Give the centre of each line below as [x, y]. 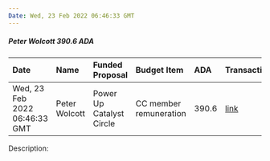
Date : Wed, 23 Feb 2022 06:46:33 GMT [72, 16]
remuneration [161, 113]
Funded [108, 65]
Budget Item [160, 70]
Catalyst [108, 113]
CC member [158, 103]
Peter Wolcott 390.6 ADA [51, 42]
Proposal [110, 74]
